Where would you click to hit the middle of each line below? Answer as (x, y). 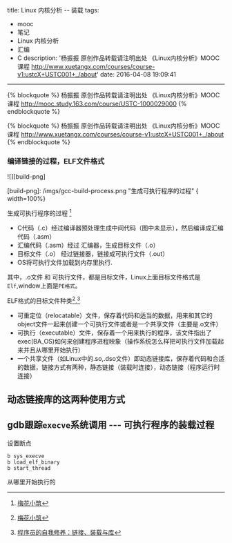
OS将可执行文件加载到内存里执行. (65, 262)
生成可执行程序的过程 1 (39, 213)
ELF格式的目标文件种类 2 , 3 (44, 300)
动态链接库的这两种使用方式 (66, 399)
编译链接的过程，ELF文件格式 (56, 161)
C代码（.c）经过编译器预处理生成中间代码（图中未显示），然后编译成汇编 (120, 228)
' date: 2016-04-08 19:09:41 (136, 74)
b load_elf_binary (33, 462)
